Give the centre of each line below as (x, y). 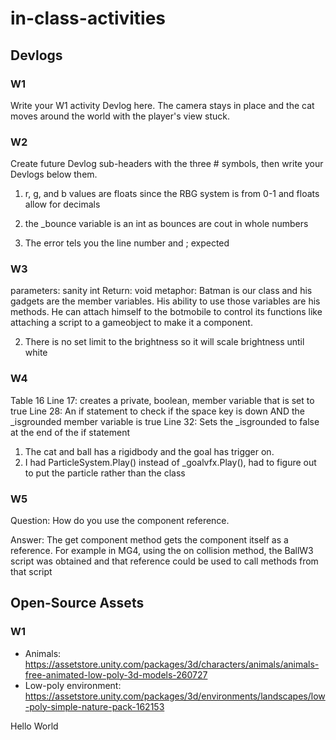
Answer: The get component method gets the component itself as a (149, 540)
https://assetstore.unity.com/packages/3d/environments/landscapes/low (175, 696)
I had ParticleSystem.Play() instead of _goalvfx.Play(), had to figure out (170, 462)
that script (31, 572)
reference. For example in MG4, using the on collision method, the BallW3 (162, 551)
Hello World (34, 726)
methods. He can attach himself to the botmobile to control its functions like (166, 312)
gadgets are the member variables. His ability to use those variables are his (165, 301)
